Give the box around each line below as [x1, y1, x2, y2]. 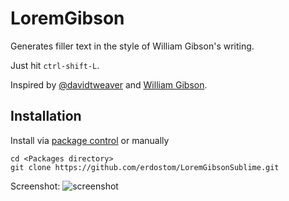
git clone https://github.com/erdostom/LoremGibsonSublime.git [10, 162, 280, 172]
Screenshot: [10, 180, 61, 192]
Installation [10, 108, 82, 125]
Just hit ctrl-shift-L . [10, 59, 100, 71]
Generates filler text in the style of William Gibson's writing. [10, 40, 255, 52]
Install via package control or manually [10, 134, 170, 146]
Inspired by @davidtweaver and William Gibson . [10, 78, 208, 91]
